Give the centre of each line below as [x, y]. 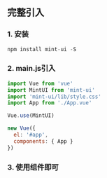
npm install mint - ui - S [42, 49]
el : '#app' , [31, 135]
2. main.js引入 [31, 69]
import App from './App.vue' [50, 103]
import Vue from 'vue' [40, 83]
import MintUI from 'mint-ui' [51, 90]
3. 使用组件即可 [33, 167]
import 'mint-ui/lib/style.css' [54, 97]
